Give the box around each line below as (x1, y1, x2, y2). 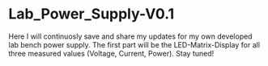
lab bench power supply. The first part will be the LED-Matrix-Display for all (8, 39, 261, 49)
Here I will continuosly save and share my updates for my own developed (8, 31, 253, 41)
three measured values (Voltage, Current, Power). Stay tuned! (8, 48, 215, 58)
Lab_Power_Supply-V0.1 (8, 5, 175, 23)
